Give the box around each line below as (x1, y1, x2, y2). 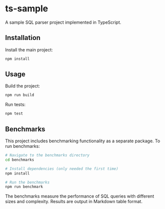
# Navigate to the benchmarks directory (5, 153, 90, 158)
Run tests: (5, 102, 26, 108)
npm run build (5, 92, 35, 98)
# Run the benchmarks (5, 180, 50, 185)
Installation (5, 34, 41, 42)
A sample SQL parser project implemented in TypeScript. (5, 19, 121, 25)
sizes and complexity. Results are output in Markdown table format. (5, 199, 143, 205)
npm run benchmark (5, 184, 43, 189)
